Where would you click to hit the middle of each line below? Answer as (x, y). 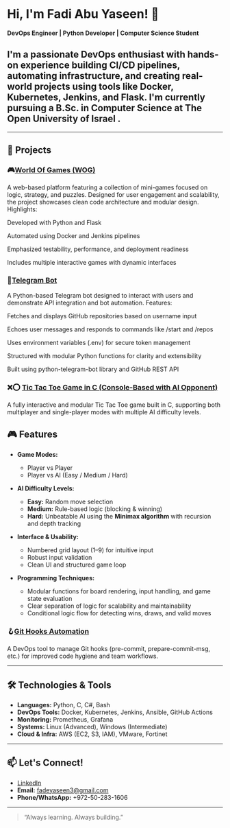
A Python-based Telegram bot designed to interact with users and (100, 295)
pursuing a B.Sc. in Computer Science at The (105, 108)
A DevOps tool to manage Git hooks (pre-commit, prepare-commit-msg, (109, 649)
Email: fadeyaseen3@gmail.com (63, 790)
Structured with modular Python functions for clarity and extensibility (104, 355)
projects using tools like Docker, (104, 87)
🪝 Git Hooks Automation (48, 631)
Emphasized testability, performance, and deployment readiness (98, 249)
